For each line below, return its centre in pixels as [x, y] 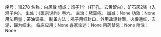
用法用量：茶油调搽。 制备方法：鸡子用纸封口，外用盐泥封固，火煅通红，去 [80, 19]
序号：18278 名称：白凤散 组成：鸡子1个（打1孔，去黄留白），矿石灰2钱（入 [80, 7]
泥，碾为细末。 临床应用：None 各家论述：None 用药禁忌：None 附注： [77, 25]
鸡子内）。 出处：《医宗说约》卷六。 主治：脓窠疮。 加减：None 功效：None [80, 13]
